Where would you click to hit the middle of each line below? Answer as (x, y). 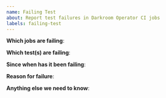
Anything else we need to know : (48, 88)
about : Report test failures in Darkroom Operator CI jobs (83, 18)
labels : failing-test (34, 23)
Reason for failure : (30, 77)
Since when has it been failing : (46, 64)
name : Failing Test (31, 12)
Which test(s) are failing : (38, 53)
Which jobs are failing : (36, 41)
